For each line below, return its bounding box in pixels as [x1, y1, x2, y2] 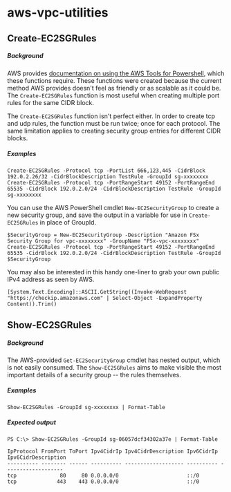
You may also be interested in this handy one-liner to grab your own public [7, 267, 220, 276]
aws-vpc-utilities [7, 5, 109, 21]
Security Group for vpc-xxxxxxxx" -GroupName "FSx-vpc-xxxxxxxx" [7, 237, 199, 245]
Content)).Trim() [7, 301, 57, 307]
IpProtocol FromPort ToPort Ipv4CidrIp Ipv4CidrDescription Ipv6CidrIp [7, 448, 218, 455]
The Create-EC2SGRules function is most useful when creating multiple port [7, 91, 220, 100]
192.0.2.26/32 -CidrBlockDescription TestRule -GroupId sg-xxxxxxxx [7, 173, 209, 180]
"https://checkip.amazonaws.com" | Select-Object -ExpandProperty [7, 294, 203, 301]
